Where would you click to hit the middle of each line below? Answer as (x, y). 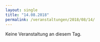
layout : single (22, 10)
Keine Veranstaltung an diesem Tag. (43, 34)
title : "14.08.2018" (27, 15)
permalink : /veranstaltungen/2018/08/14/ (50, 19)
